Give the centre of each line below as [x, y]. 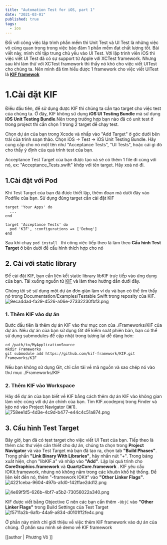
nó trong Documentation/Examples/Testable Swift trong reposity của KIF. [80, 296]
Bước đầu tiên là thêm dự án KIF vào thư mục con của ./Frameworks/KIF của [84, 325]
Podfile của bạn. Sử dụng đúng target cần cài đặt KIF [60, 198]
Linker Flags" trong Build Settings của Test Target [57, 507]
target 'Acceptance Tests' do [37, 225]
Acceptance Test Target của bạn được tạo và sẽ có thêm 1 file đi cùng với [81, 160]
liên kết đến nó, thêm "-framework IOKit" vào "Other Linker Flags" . [75, 477]
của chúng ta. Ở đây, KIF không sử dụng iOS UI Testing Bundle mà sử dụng [83, 114]
